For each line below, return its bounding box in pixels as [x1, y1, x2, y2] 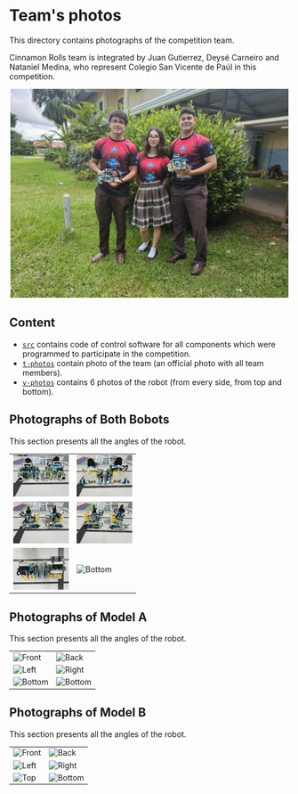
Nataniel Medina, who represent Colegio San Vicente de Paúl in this [9, 61, 257, 72]
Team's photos [9, 5, 122, 26]
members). [21, 367, 63, 378]
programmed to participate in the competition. [21, 348, 191, 359]
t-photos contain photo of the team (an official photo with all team [21, 357, 264, 368]
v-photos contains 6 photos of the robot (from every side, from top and [21, 376, 282, 388]
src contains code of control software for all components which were [21, 339, 276, 349]
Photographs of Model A [9, 610, 148, 625]
